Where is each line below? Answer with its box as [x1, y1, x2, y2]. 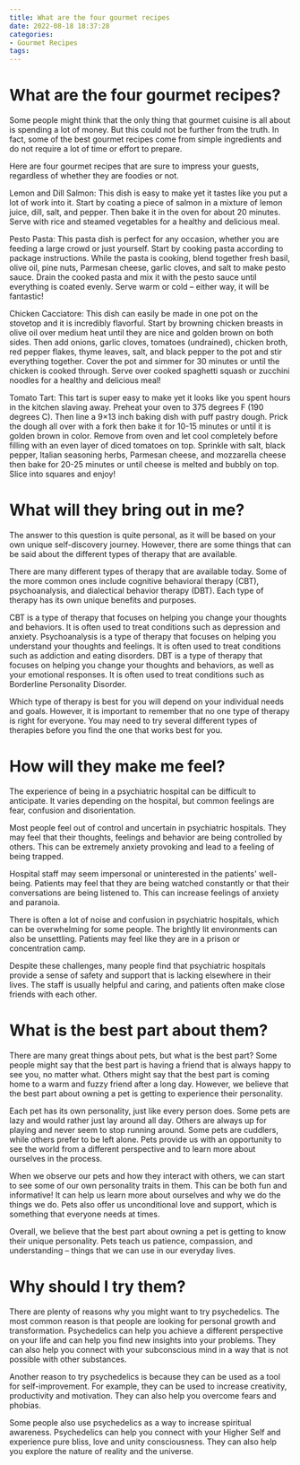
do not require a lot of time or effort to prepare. [9, 144, 183, 154]
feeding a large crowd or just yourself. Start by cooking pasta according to [9, 243, 284, 254]
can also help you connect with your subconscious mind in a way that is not [9, 1344, 289, 1355]
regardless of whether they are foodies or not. [9, 170, 179, 181]
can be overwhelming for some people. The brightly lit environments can [9, 923, 278, 934]
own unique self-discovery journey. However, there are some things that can [9, 539, 292, 550]
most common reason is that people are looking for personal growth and [9, 1315, 276, 1326]
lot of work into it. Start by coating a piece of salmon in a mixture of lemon [9, 197, 283, 208]
